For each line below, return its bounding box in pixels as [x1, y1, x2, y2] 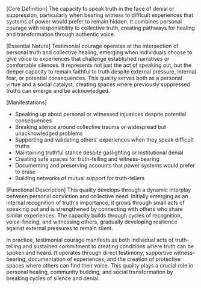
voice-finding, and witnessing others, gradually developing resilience [6, 218, 178, 225]
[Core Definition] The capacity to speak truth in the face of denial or [6, 5, 175, 12]
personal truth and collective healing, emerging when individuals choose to [6, 49, 193, 56]
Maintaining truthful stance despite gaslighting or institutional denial [14, 149, 184, 156]
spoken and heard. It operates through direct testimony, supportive [6, 249, 173, 256]
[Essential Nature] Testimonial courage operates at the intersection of [6, 42, 179, 49]
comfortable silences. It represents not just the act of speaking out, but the [6, 61, 192, 69]
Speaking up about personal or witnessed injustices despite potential [14, 111, 187, 117]
